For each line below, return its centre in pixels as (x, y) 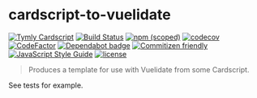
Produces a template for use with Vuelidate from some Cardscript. (139, 69)
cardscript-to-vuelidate (90, 15)
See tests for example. (46, 85)
